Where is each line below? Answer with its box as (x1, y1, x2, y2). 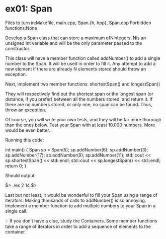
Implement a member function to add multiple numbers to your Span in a (5, 202, 156, 209)
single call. (5, 208, 28, 214)
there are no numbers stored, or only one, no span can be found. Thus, (5, 101, 152, 107)
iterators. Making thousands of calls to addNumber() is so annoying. (5, 197, 146, 203)
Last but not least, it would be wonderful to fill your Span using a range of (5, 192, 157, 198)
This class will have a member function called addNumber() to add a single (5, 55, 160, 61)
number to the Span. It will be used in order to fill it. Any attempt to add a (5, 60, 156, 66)
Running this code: (5, 137, 44, 143)
